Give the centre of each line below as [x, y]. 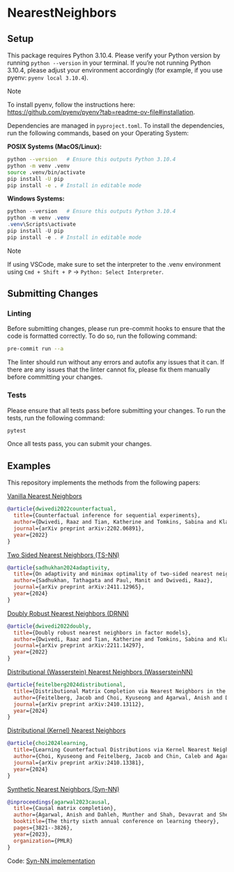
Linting [19, 313]
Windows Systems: [36, 199]
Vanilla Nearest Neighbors [45, 496]
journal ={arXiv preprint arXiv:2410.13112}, [79, 704]
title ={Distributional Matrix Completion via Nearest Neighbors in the [120, 691]
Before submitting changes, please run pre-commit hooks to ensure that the [116, 329]
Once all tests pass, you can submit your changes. [79, 444]
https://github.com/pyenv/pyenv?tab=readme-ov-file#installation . [101, 112]
